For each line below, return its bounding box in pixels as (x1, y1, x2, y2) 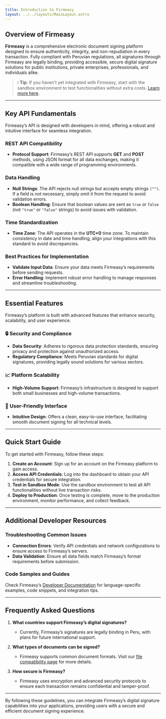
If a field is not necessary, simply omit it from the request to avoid (12, 191, 146, 197)
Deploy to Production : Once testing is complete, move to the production (12, 492, 160, 498)
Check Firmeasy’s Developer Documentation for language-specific (5, 582, 141, 588)
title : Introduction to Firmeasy (5, 7, 74, 12)
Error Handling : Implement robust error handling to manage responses (12, 275, 157, 281)
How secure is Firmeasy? (12, 668, 66, 674)
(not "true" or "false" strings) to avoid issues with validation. (12, 206, 138, 212)
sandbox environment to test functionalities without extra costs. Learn (17, 85, 160, 91)
